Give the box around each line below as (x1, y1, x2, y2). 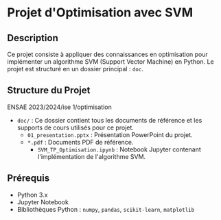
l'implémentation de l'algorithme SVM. (37, 152, 146, 160)
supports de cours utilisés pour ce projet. (16, 123, 134, 132)
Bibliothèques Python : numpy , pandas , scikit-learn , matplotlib (16, 205, 195, 213)
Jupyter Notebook (16, 197, 69, 206)
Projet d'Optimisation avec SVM (7, 5, 194, 21)
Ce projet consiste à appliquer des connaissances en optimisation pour (7, 50, 208, 58)
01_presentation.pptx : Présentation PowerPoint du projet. (27, 130, 194, 138)
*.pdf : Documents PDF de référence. (27, 138, 134, 146)
